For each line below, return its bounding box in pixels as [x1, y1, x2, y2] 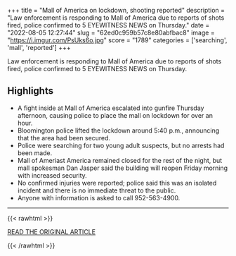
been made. [17, 148, 53, 157]
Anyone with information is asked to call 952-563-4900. [17, 193, 181, 202]
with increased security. [17, 171, 88, 179]
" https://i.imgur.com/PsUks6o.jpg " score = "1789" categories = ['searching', [7, 36, 228, 44]
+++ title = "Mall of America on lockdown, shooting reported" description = [7, 6, 225, 14]
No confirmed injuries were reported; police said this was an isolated [17, 178, 217, 187]
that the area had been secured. [17, 133, 111, 142]
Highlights [7, 85, 54, 97]
